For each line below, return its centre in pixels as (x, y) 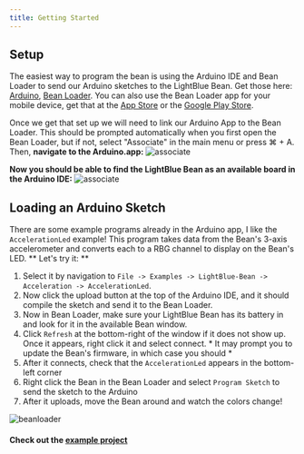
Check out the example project (69, 439)
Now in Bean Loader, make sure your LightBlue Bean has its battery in (153, 315)
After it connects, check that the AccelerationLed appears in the (142, 363)
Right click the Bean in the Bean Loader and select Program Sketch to (151, 382)
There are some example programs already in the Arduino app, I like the (143, 230)
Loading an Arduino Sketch (88, 207)
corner (49, 372)
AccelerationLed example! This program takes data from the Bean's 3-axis (148, 239)
